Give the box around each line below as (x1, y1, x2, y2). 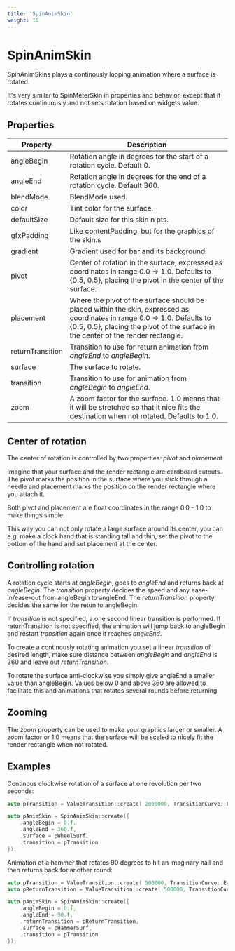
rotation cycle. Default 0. (69, 161, 150, 171)
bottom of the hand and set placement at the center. (7, 540, 157, 548)
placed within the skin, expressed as (69, 305, 190, 314)
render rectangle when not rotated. (7, 740, 108, 748)
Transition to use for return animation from (69, 342, 209, 352)
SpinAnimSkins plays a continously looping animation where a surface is (7, 70, 216, 79)
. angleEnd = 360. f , (20, 826, 77, 833)
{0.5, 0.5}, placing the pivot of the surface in (69, 322, 215, 332)
